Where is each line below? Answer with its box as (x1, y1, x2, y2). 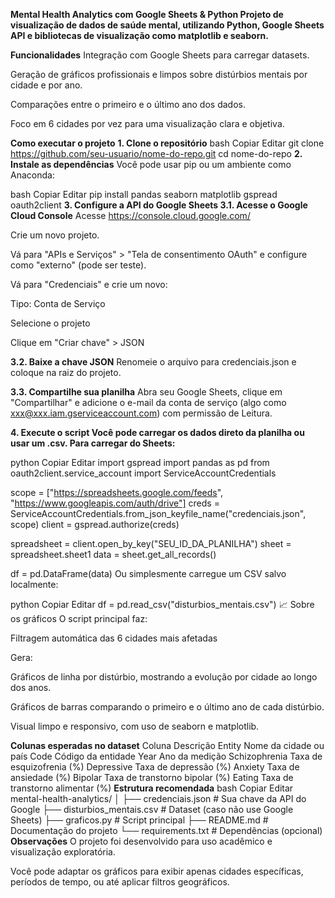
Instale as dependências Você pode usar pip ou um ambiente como (10, 159, 292, 170)
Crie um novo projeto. (10, 229, 100, 241)
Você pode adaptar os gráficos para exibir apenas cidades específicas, (10, 865, 304, 877)
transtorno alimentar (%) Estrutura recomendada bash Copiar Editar (10, 782, 294, 794)
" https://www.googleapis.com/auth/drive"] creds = (10, 497, 220, 509)
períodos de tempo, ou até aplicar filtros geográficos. (10, 876, 230, 888)
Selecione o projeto (10, 317, 91, 329)
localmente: (10, 579, 59, 590)
